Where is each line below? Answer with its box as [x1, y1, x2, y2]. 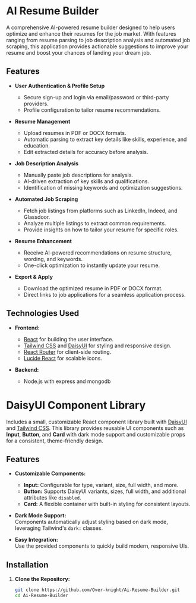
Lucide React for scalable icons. [23, 354, 102, 362]
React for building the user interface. [23, 335, 114, 343]
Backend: [14, 366, 39, 373]
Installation [6, 560, 49, 570]
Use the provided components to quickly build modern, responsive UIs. [14, 542, 189, 549]
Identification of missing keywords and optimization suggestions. [23, 184, 183, 191]
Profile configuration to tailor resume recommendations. [23, 106, 161, 114]
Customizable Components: [14, 470, 86, 477]
